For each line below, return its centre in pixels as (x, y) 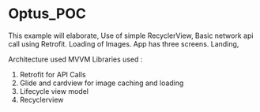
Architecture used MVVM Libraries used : (75, 59)
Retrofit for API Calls (53, 74)
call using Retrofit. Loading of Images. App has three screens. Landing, (124, 43)
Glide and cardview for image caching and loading (102, 83)
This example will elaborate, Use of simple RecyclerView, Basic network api (131, 35)
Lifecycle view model (54, 91)
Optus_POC (47, 14)
